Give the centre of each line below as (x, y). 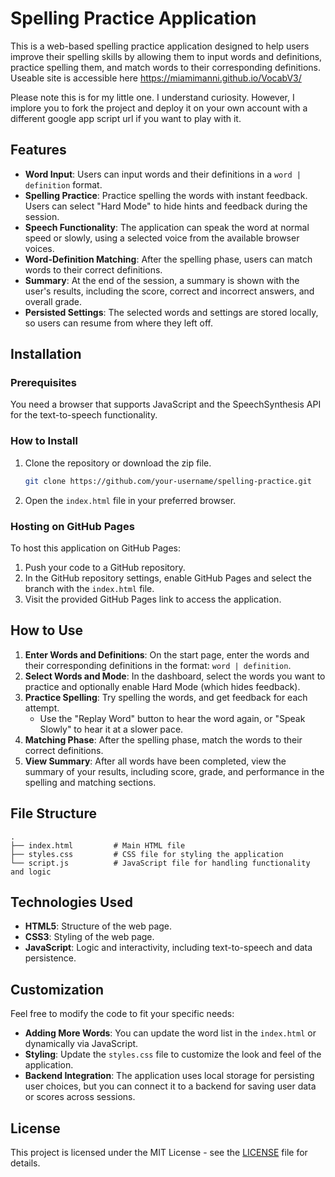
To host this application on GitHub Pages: (95, 548)
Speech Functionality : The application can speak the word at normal (167, 227)
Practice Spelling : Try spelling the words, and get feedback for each (166, 697)
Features (38, 150)
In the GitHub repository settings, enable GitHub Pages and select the (168, 578)
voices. (39, 248)
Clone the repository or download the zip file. (118, 463)
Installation (46, 354)
